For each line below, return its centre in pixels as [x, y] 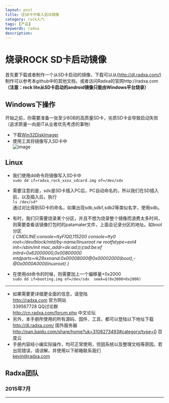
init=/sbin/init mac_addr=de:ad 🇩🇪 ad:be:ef [57, 247]
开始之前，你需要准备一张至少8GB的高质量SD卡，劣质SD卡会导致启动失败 [82, 118]
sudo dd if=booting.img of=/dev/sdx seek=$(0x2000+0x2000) [77, 279]
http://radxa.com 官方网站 [39, 300]
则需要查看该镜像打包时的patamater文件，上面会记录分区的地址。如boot [87, 224]
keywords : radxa [22, 29]
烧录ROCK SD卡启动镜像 [56, 60]
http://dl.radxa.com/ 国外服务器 [45, 325]
